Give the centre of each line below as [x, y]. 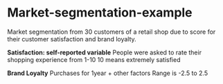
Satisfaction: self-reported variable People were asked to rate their [105, 52]
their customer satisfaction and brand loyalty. [72, 39]
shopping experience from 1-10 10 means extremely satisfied [94, 59]
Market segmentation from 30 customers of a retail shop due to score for [111, 32]
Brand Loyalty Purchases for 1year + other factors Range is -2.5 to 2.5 [108, 73]
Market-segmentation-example [100, 13]
